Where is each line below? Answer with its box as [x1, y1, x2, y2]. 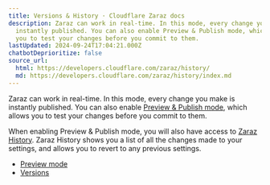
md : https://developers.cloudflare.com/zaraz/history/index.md [15, 72, 231, 80]
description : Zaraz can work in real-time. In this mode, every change [8, 19, 253, 27]
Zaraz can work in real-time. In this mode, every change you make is [8, 93, 235, 103]
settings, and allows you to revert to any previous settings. [8, 143, 202, 153]
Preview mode [19, 158, 68, 169]
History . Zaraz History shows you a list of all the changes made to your [8, 134, 243, 145]
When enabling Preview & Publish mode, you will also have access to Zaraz [8, 126, 258, 136]
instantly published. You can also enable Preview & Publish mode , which [8, 102, 247, 112]
